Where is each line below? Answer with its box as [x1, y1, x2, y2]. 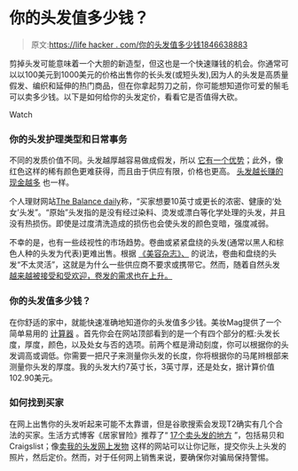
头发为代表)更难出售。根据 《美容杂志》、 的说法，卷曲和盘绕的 [39, 248, 269, 259]
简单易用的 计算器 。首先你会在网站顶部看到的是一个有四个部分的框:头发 [9, 328, 272, 339]
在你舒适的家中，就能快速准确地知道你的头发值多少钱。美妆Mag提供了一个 [9, 316, 282, 327]
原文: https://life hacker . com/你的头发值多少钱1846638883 [30, 39, 248, 50]
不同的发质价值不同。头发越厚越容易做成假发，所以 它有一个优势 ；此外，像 [9, 155, 284, 165]
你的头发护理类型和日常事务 [9, 132, 128, 145]
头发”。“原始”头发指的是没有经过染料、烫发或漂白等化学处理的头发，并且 [19, 207, 286, 218]
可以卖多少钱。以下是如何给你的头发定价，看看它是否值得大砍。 [9, 91, 242, 102]
